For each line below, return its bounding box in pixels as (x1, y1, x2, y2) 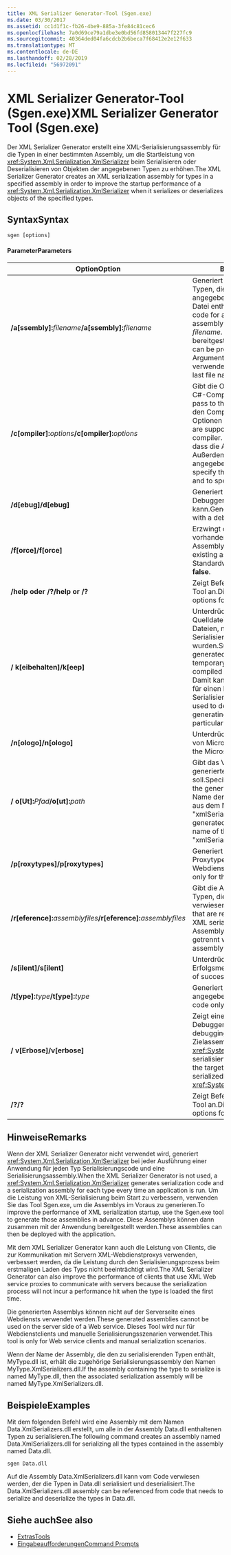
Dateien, (192, 624, 219, 633)
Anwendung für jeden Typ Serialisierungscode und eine (7, 1165, 165, 1173)
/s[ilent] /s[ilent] (10, 963, 64, 973)
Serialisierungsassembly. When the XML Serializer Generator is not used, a (7, 1171, 218, 1180)
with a (192, 513, 212, 522)
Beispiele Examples (7, 1400, 91, 1411)
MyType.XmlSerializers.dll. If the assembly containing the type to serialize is (7, 1365, 221, 1374)
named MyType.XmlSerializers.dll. (7, 1380, 104, 1388)
